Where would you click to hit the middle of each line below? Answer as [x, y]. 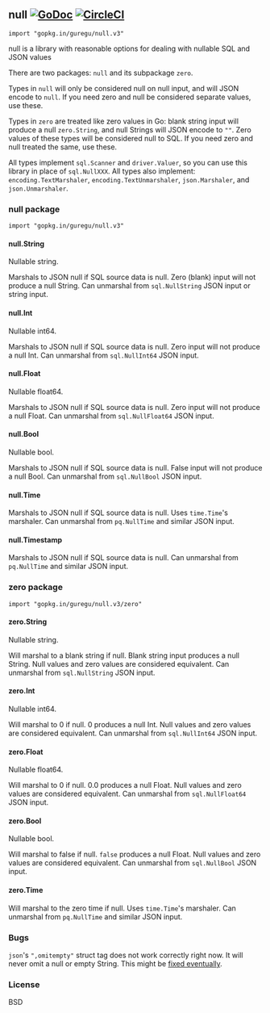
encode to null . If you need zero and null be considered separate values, [130, 97]
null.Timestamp [35, 540]
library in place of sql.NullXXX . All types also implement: [102, 171]
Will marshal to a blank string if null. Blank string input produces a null [124, 655]
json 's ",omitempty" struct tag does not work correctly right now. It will [126, 955]
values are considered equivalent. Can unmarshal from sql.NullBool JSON [133, 863]
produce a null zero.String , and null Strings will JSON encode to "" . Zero [130, 129]
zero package [35, 588]
